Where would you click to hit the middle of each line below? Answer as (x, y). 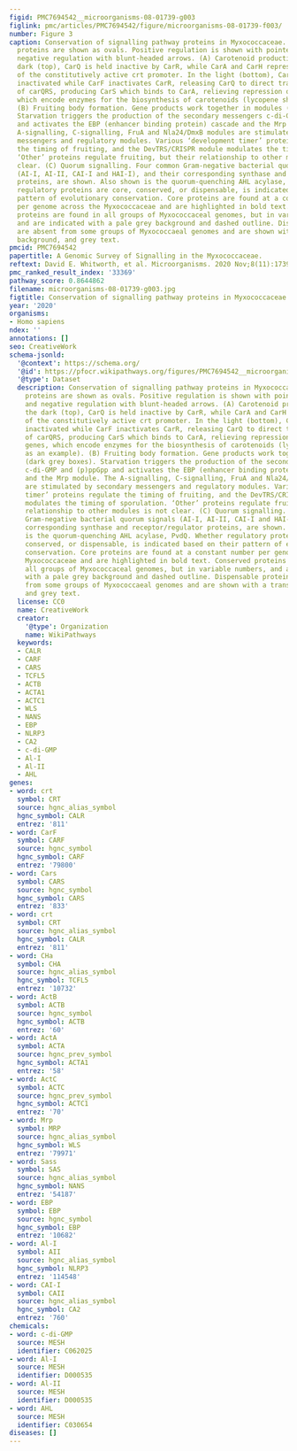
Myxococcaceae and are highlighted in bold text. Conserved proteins (156, 560)
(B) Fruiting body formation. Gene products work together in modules (150, 108)
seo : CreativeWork (43, 346)
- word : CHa (31, 956)
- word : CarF (33, 832)
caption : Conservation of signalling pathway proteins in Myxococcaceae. (148, 42)
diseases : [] (33, 1433)
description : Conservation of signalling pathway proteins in (134, 388)
